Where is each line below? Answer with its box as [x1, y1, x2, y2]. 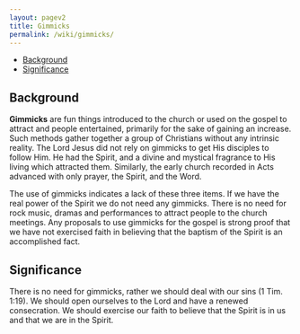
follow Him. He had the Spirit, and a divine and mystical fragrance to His [9, 152, 276, 163]
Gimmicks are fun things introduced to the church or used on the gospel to [9, 114, 287, 125]
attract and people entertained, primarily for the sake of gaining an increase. [9, 123, 292, 135]
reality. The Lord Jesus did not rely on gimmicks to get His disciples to [9, 143, 269, 154]
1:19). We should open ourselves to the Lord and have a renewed [9, 295, 249, 306]
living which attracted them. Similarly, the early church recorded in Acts [9, 162, 274, 172]
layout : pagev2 [9, 13, 66, 22]
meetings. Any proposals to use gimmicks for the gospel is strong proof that [9, 217, 291, 228]
